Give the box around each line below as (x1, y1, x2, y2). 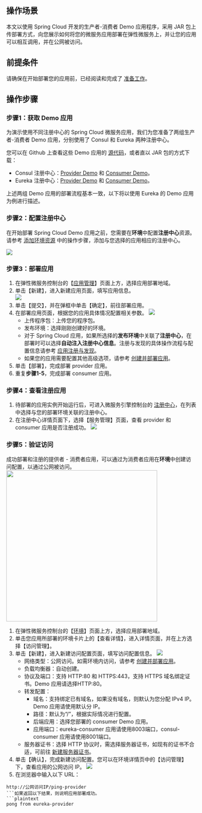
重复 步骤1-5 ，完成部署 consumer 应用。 (14, 370, 115, 377)
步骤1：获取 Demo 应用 (6, 114, 73, 122)
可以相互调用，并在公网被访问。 (6, 38, 86, 45)
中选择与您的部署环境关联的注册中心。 (14, 409, 110, 416)
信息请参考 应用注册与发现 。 (29, 347, 100, 354)
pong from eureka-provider (6, 801, 74, 807)
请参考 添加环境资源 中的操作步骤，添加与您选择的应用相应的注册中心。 (6, 237, 184, 244)
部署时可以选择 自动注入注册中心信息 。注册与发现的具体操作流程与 (24, 339, 188, 347)
